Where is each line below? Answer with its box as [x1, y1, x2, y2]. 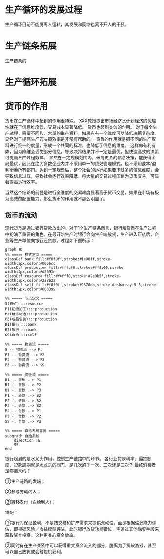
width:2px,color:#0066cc [5, 261, 56, 266]
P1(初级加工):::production [5, 306, 57, 311]
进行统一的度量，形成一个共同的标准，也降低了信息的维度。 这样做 [9, 142, 143, 148]
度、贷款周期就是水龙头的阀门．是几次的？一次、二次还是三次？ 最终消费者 [5, 462, 156, 468]
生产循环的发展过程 [5, 4, 82, 16]
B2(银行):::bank [5, 327, 37, 332]
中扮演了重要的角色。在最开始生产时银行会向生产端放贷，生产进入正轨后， [5, 231, 155, 237]
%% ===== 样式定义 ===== [5, 252, 53, 257]
